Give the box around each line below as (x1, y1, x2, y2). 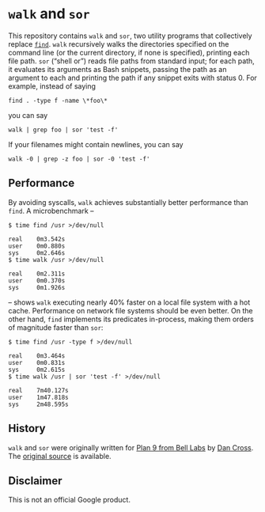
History (8, 422, 46, 435)
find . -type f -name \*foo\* (8, 97, 108, 104)
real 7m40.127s (8, 386, 69, 394)
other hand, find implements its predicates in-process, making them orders (8, 314, 255, 324)
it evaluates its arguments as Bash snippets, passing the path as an (8, 64, 227, 74)
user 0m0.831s (8, 358, 66, 366)
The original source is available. (8, 451, 112, 461)
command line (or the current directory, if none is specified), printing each (8, 47, 250, 57)
